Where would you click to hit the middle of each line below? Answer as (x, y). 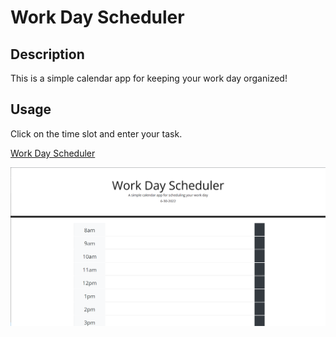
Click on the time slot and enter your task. (96, 133)
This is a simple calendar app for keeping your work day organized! (149, 78)
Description (47, 54)
